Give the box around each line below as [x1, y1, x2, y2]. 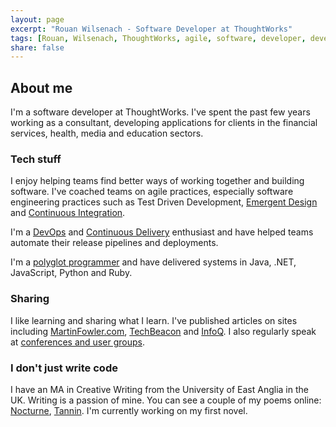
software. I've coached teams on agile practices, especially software [10, 186, 294, 198]
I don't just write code [10, 361, 118, 375]
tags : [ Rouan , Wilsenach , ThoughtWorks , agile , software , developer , [10, 33, 307, 43]
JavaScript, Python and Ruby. [10, 267, 133, 279]
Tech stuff [10, 152, 62, 166]
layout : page [10, 14, 65, 25]
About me [10, 79, 73, 96]
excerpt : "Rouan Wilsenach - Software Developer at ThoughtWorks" [10, 24, 293, 34]
